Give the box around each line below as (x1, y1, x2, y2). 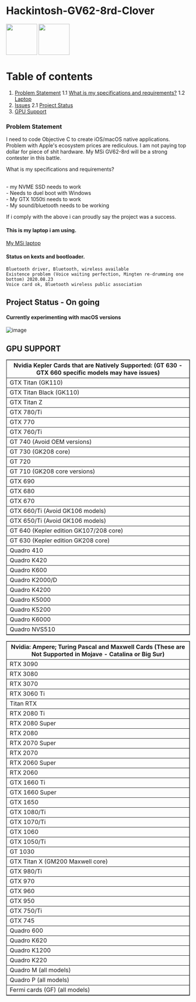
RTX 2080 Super (9, 719, 57, 727)
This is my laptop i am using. (6, 226, 77, 233)
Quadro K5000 (9, 595, 51, 604)
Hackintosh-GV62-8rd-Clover (6, 4, 155, 18)
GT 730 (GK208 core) (9, 447, 71, 456)
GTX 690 (9, 477, 35, 485)
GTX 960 (9, 887, 35, 895)
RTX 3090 (9, 660, 38, 668)
